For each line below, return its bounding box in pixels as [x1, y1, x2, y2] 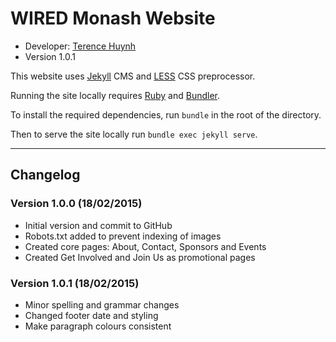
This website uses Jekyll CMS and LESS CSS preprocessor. [10, 70, 256, 82]
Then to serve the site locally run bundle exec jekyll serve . [10, 128, 258, 140]
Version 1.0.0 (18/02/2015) [10, 197, 143, 211]
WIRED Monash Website [10, 7, 216, 30]
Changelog [10, 167, 81, 184]
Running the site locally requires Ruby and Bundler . [10, 89, 221, 101]
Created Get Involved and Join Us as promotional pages [24, 251, 256, 263]
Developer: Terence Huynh [24, 40, 137, 52]
